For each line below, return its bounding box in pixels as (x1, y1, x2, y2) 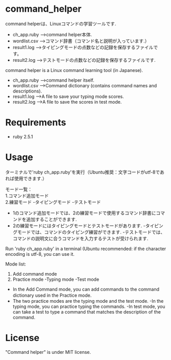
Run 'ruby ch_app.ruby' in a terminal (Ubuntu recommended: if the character (5, 246, 166, 252)
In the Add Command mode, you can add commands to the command (12, 286, 160, 292)
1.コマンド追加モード (5, 193, 49, 199)
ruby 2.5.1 (12, 133, 33, 139)
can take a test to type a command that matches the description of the (12, 308, 161, 315)
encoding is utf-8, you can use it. (5, 251, 75, 257)
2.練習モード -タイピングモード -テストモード (5, 199, 101, 205)
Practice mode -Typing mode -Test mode (12, 276, 100, 282)
